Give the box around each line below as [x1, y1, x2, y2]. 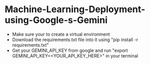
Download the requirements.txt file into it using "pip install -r [12, 37, 138, 43]
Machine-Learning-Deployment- [5, 4, 145, 15]
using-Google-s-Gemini [5, 14, 107, 26]
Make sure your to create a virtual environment [12, 31, 110, 37]
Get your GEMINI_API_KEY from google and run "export [12, 47, 128, 53]
